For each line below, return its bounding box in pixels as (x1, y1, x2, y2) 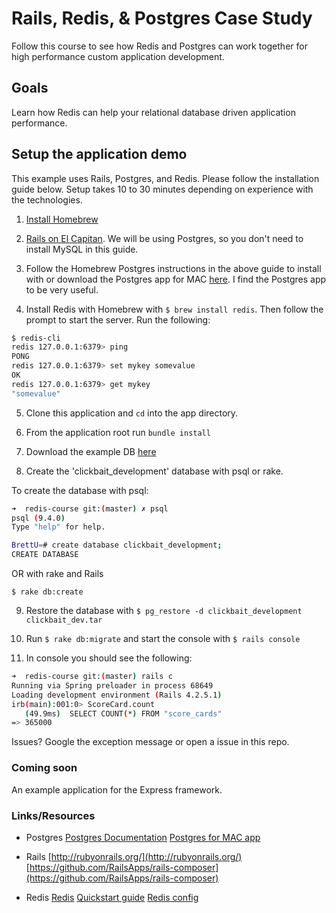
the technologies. (11, 193, 83, 206)
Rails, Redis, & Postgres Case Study (11, 7, 313, 30)
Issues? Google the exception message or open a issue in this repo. (11, 736, 290, 748)
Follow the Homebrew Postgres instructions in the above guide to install (25, 262, 322, 274)
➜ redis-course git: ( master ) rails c (11, 672, 173, 682)
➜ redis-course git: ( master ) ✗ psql (11, 503, 169, 514)
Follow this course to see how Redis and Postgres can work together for (11, 40, 308, 52)
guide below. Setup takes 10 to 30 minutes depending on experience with (11, 183, 314, 195)
